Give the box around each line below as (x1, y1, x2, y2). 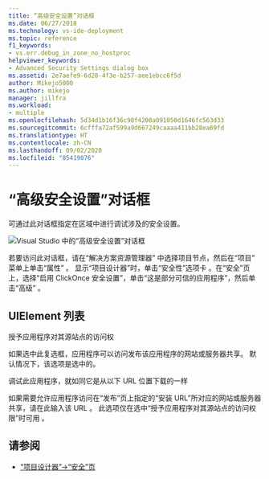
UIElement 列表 (8, 309, 85, 322)
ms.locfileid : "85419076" (8, 154, 95, 162)
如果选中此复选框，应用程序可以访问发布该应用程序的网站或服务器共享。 (8, 349, 247, 358)
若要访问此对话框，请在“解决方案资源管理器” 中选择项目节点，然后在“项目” (8, 253, 255, 263)
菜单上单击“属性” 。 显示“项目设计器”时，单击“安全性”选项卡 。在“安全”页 (8, 263, 251, 273)
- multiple (8, 109, 45, 117)
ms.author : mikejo (8, 86, 70, 95)
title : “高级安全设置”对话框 (8, 11, 95, 20)
